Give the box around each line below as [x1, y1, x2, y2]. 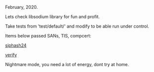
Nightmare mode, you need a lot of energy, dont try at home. [5, 62, 129, 67]
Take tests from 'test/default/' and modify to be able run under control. [5, 23, 150, 29]
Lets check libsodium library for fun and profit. [5, 14, 100, 19]
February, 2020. [5, 4, 38, 10]
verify [5, 52, 17, 58]
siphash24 [5, 42, 27, 48]
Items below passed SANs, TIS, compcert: [5, 33, 92, 38]
